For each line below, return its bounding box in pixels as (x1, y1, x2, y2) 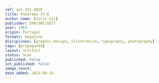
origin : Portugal (5, 30, 41, 35)
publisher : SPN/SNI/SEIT (5, 21, 56, 26)
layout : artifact (5, 48, 41, 53)
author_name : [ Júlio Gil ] (5, 16, 58, 21)
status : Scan (5, 52, 32, 58)
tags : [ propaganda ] (5, 43, 45, 48)
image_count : (5, 66, 32, 71)
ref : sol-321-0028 (5, 7, 43, 12)
